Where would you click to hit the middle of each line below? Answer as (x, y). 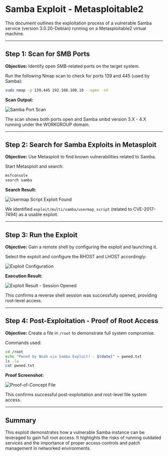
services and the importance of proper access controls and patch (73, 443)
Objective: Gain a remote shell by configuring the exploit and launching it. (81, 247)
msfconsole (16, 176)
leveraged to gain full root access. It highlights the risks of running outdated (83, 438)
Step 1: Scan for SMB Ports (47, 54)
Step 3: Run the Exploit (41, 235)
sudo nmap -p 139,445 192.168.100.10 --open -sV (57, 90)
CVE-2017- (144, 209)
